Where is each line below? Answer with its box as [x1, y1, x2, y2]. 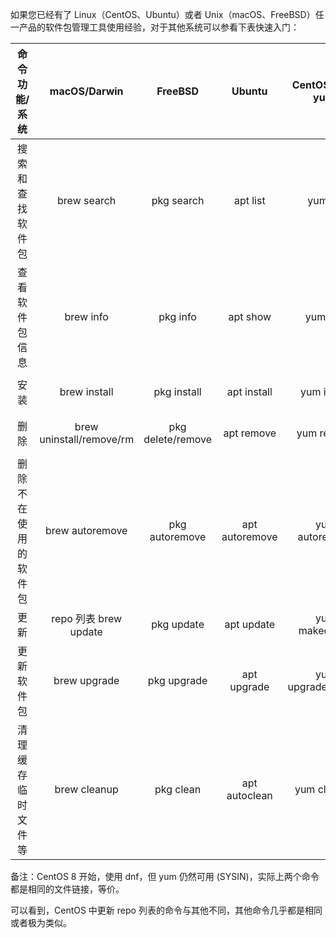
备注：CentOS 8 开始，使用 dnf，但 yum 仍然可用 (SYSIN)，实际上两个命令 [10, 871, 320, 882]
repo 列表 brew [51, 612, 123, 625]
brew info [64, 310, 109, 323]
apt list [233, 194, 266, 207]
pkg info [158, 310, 197, 323]
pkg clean [154, 783, 202, 796]
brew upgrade [53, 674, 120, 687]
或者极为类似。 [10, 917, 72, 928]
